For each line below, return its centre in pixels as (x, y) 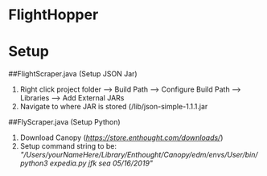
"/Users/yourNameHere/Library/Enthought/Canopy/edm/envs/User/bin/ (139, 155)
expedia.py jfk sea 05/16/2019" (101, 163)
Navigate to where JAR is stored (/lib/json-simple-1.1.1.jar (114, 107)
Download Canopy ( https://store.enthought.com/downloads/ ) (121, 137)
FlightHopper (53, 15)
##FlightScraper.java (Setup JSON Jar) (73, 74)
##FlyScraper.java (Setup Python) (64, 122)
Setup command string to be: (68, 146)
